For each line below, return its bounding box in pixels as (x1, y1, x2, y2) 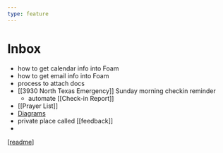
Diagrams (17, 109, 46, 117)
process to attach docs (17, 79, 85, 87)
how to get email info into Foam (17, 71, 109, 80)
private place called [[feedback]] (17, 116, 114, 125)
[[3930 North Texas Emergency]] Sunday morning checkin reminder (17, 86, 217, 95)
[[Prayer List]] (17, 102, 59, 110)
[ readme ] (7, 137, 35, 146)
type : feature (7, 10, 49, 18)
